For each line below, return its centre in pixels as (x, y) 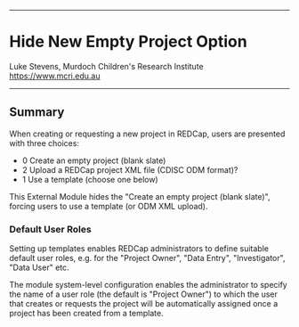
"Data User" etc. (39, 267)
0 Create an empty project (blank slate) (94, 160)
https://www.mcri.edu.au (55, 76)
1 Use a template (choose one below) (90, 179)
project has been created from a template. (86, 314)
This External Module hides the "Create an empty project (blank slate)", (140, 196)
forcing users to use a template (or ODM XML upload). (109, 206)
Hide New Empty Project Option (128, 42)
